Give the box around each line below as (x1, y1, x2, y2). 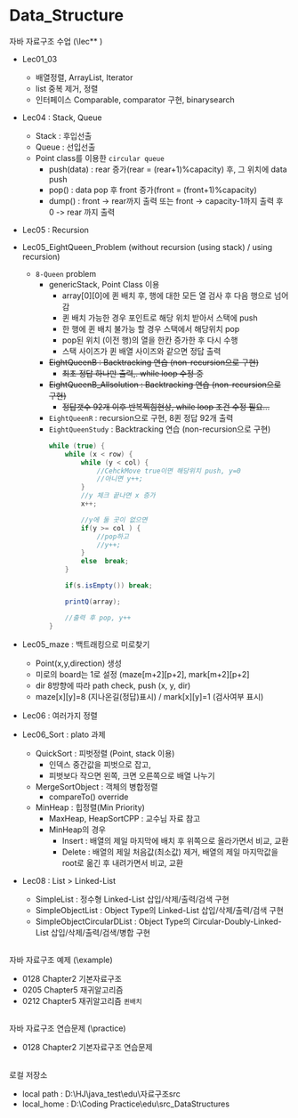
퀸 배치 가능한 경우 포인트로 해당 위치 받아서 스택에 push (61, 312, 258, 323)
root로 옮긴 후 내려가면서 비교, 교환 (61, 857, 184, 868)
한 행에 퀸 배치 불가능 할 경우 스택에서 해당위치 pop (61, 323, 240, 334)
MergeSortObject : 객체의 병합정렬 (35, 781, 158, 792)
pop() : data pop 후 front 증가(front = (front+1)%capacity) (48, 184, 257, 195)
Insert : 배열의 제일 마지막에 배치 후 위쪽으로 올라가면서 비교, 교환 (61, 835, 289, 846)
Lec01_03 (21, 53, 58, 64)
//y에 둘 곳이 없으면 (80, 515, 149, 524)
